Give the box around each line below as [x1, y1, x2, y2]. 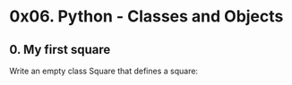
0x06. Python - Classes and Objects [9, 6, 284, 27]
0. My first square [9, 42, 111, 57]
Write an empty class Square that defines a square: [9, 65, 199, 76]
